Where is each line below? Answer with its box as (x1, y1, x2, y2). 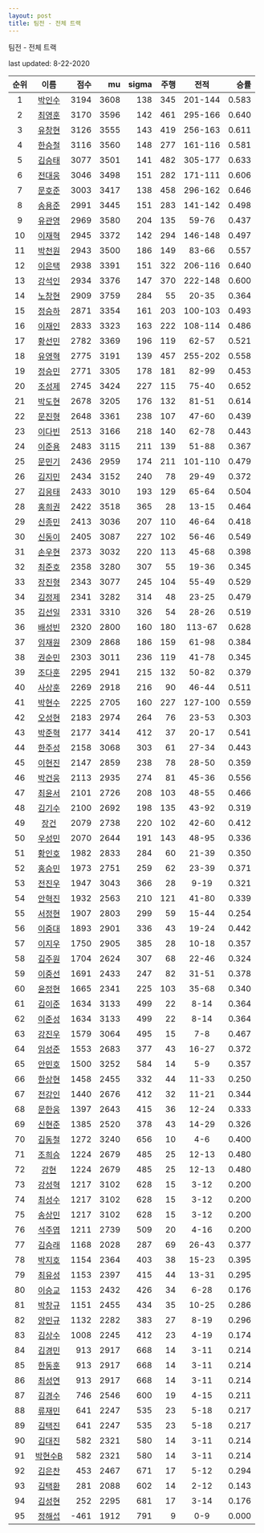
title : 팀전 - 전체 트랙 (8, 19, 82, 27)
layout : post (8, 11, 52, 20)
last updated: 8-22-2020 (8, 58, 91, 68)
